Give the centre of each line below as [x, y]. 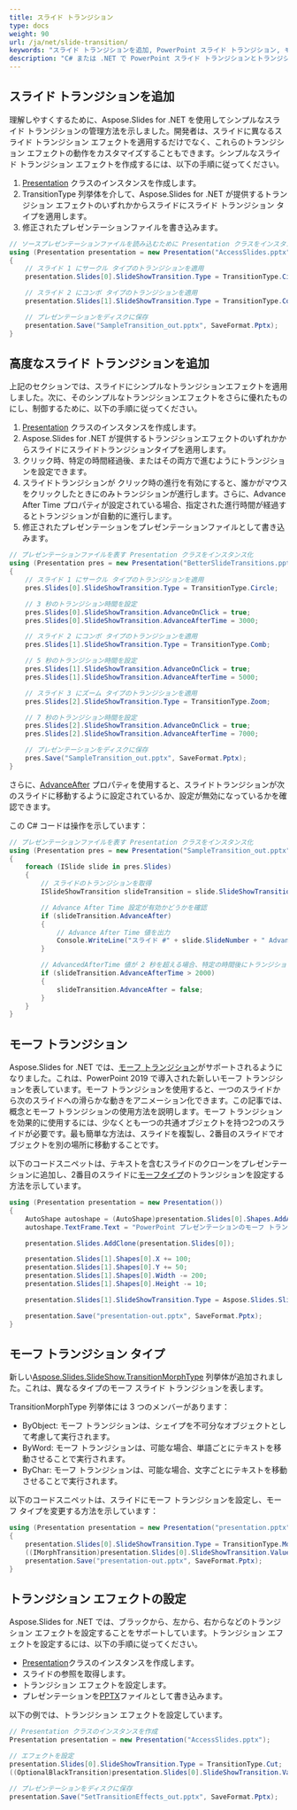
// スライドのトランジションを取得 [96, 884]
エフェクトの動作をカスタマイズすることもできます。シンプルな [142, 152]
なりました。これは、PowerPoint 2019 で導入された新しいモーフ [126, 1079]
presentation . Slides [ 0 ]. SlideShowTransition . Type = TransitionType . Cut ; [146, 1765]
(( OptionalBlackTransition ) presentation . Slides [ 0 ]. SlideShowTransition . [146, 1772]
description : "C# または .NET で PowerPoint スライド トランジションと [133, 59]
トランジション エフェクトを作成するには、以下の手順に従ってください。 [152, 164]
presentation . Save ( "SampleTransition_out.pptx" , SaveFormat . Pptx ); [152, 325]
